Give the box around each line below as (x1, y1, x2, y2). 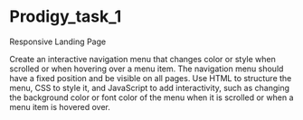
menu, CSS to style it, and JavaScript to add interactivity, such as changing (9, 82, 290, 93)
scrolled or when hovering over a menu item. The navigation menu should (9, 63, 284, 74)
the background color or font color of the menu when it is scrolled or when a (9, 92, 294, 103)
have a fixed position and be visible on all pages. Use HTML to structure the (9, 72, 292, 83)
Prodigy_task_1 (9, 6, 122, 27)
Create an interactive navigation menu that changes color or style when (9, 53, 276, 64)
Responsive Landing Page (9, 36, 107, 47)
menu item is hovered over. (9, 101, 111, 112)
